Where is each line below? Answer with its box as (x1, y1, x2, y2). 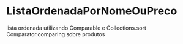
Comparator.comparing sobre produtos (6, 30, 105, 37)
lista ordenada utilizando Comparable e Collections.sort (6, 24, 147, 31)
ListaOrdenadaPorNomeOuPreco (6, 4, 177, 18)
